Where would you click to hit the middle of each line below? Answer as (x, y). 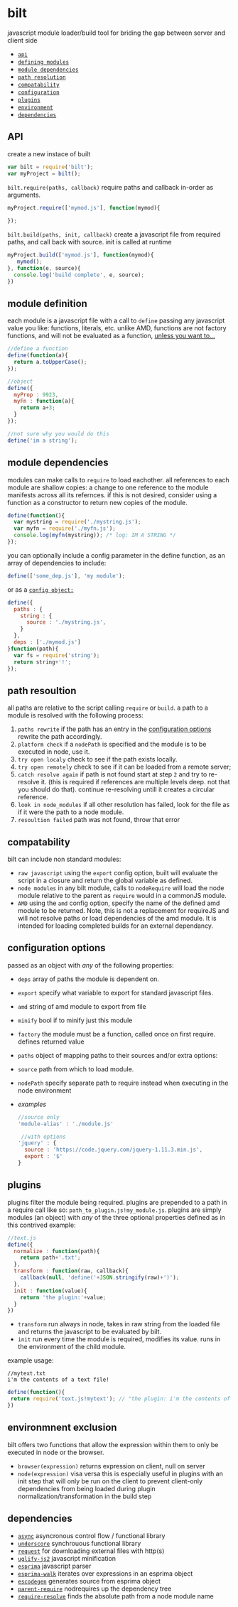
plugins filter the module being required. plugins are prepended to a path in (117, 1202)
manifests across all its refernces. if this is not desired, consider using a (112, 494)
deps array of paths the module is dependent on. (88, 979)
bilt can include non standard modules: (64, 859)
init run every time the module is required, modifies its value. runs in (119, 1339)
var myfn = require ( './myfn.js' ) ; (65, 529)
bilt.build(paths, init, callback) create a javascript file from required (114, 234)
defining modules (43, 62)
